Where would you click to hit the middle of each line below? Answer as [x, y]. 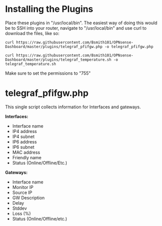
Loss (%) [21, 213]
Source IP [22, 192]
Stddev [20, 208]
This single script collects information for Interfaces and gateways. [73, 107]
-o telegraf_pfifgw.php [129, 46]
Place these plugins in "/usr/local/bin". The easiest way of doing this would [81, 23]
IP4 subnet [23, 136]
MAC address [26, 152]
